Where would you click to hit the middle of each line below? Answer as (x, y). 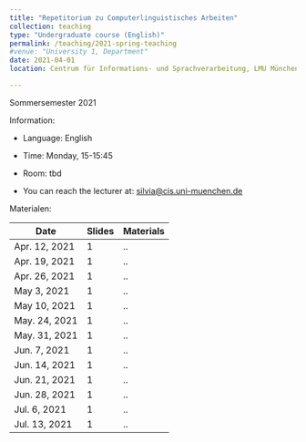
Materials (144, 231)
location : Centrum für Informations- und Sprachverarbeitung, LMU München (154, 69)
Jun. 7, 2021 (42, 350)
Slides (100, 231)
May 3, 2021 (42, 291)
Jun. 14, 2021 (45, 365)
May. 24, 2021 (46, 320)
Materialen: (31, 208)
